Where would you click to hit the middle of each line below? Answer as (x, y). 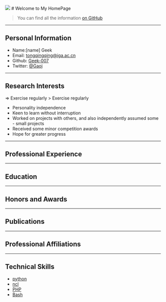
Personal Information (38, 38)
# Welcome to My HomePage (41, 8)
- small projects (28, 123)
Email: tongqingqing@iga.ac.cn (44, 55)
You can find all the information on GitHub (60, 18)
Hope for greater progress (39, 134)
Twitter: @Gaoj (27, 66)
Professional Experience (44, 154)
